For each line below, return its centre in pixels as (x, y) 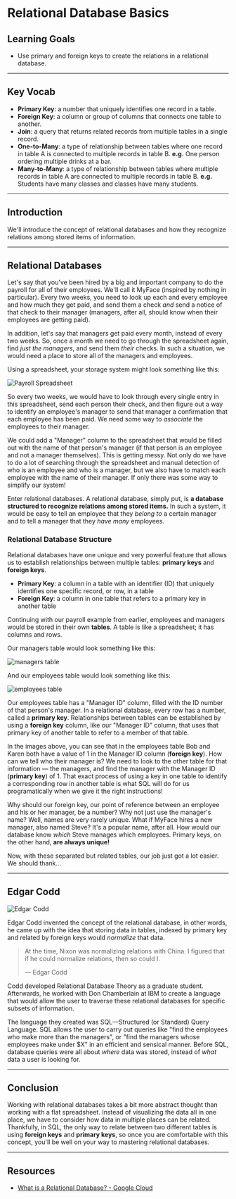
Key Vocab (32, 92)
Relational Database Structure (60, 540)
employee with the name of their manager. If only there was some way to (113, 478)
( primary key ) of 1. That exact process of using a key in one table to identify (117, 776)
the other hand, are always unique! (59, 842)
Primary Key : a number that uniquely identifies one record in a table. (117, 109)
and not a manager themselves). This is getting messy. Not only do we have (117, 455)
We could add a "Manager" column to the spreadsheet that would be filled (115, 440)
